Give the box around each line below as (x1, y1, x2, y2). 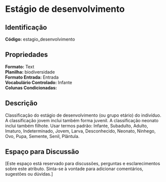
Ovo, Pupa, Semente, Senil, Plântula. (5, 133, 80, 139)
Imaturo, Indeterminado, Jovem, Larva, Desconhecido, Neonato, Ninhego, (5, 128, 156, 134)
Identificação (5, 23, 47, 32)
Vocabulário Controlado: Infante (5, 79, 73, 85)
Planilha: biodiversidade (5, 69, 55, 75)
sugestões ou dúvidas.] (5, 171, 53, 177)
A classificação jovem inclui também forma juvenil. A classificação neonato (5, 117, 159, 123)
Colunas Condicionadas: (5, 85, 57, 91)
